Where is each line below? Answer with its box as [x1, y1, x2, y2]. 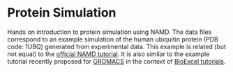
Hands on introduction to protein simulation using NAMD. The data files [7, 28, 212, 36]
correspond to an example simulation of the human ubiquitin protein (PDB [7, 35, 218, 43]
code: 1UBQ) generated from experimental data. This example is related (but [7, 42, 227, 51]
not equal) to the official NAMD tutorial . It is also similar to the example [7, 50, 210, 58]
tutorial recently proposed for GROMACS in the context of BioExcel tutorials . [7, 57, 226, 65]
